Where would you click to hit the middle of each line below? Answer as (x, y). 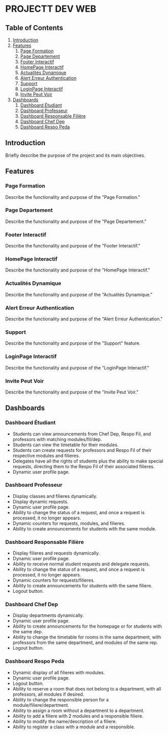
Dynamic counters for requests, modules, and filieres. (69, 523)
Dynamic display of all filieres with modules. (59, 672)
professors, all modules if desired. (48, 694)
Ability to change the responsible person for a (61, 699)
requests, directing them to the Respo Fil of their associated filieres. (84, 466)
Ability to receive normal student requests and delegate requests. (81, 564)
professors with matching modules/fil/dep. (57, 439)
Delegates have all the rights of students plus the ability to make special (88, 461)
